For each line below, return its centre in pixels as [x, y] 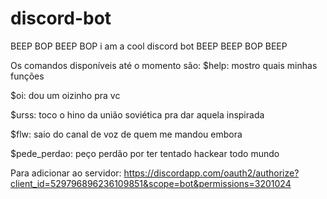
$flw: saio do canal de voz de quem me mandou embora [126, 134]
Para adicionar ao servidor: [66, 173]
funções [27, 76]
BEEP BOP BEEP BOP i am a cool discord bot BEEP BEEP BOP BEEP [149, 46]
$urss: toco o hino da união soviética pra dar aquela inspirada [137, 114]
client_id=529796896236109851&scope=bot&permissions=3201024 [151, 183]
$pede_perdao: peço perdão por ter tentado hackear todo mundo [145, 153]
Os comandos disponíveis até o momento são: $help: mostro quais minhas [164, 65]
